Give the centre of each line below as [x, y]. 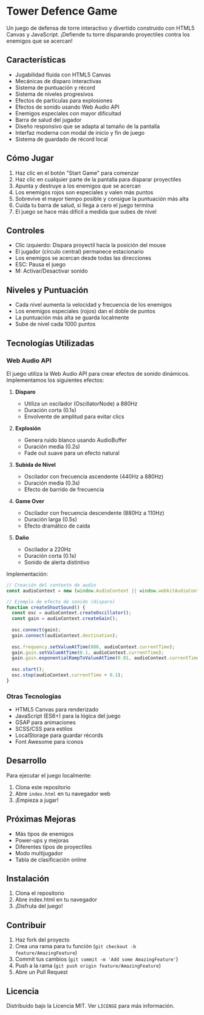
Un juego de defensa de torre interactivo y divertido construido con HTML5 [100, 28]
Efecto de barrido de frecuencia [64, 489]
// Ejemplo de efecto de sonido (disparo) [61, 602]
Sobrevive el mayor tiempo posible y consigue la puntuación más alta [102, 199]
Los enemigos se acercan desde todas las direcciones [83, 258]
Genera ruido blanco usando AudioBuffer [76, 440]
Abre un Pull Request [41, 972]
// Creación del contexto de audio [51, 585]
